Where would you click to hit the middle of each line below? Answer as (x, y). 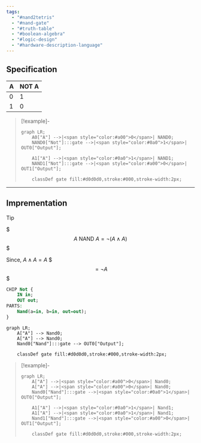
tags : (13, 12)
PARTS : (14, 306)
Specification (32, 70)
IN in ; (25, 295)
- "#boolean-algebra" (39, 34)
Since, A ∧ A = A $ (29, 260)
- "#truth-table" (33, 28)
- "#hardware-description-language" (57, 46)
